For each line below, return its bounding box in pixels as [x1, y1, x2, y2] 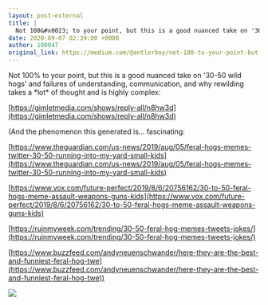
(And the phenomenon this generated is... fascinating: [8, 127, 185, 136]
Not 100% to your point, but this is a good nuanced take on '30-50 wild [8, 71, 242, 80]
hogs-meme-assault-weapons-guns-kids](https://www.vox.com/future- [8, 192, 246, 201]
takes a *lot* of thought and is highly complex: [8, 88, 161, 96]
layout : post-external [8, 11, 84, 20]
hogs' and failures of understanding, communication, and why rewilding [8, 79, 245, 88]
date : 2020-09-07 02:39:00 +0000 [8, 33, 120, 42]
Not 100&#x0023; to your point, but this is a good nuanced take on [15, 26, 248, 34]
